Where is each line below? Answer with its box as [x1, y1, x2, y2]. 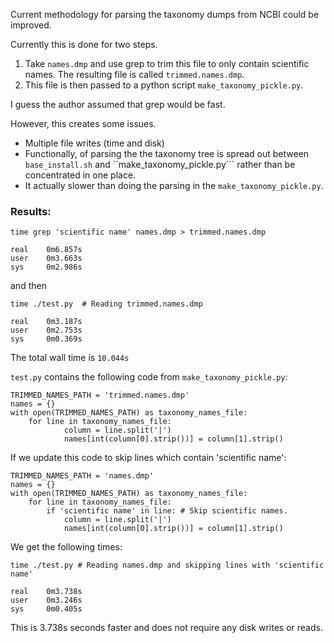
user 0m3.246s [10, 595, 83, 606]
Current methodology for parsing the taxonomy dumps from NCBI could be [10, 9, 320, 20]
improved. [10, 19, 52, 31]
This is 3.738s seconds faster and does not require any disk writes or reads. [10, 622, 323, 634]
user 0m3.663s [10, 254, 83, 264]
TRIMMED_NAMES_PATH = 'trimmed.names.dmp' [10, 390, 190, 401]
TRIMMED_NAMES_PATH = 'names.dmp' [10, 471, 155, 481]
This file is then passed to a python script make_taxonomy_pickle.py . [24, 79, 304, 91]
